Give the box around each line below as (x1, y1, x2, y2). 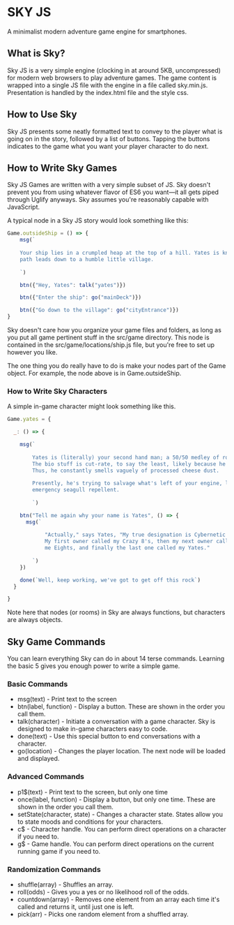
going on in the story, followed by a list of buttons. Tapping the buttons (7, 134, 210, 143)
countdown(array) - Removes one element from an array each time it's (17, 895, 220, 903)
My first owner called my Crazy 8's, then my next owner (44, 538, 214, 545)
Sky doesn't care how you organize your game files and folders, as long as (7, 326, 221, 334)
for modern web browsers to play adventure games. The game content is (7, 73, 217, 82)
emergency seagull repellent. (32, 487, 120, 494)
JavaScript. (7, 203, 40, 212)
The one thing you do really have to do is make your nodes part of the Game (7, 362, 226, 370)
